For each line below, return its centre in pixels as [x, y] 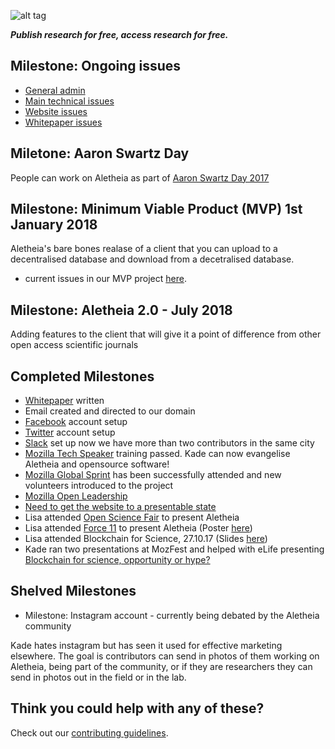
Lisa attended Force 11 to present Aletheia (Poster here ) [138, 528]
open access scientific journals [74, 345]
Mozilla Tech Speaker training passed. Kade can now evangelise [157, 454]
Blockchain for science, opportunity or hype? [117, 560]
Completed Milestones [82, 376]
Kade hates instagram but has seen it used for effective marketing [146, 645]
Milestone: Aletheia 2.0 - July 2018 [121, 310]
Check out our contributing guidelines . [89, 732]
